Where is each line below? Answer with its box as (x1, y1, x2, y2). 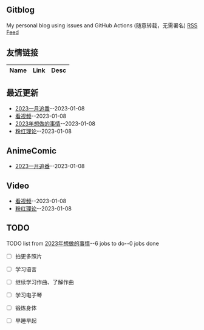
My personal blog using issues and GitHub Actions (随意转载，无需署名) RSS (6, 21, 198, 29)
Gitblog (6, 5, 35, 15)
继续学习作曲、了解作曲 (15, 278, 74, 286)
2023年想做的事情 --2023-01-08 (15, 120, 96, 127)
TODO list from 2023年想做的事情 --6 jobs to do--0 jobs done (6, 240, 159, 247)
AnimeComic (6, 146, 56, 156)
